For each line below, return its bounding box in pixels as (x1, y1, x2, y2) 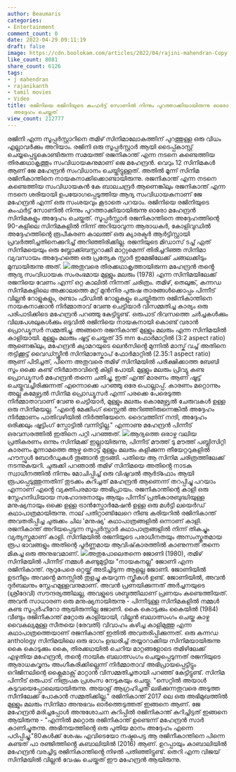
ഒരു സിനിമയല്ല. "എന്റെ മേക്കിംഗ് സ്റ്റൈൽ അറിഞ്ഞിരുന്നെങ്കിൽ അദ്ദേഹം (7, 404, 215, 413)
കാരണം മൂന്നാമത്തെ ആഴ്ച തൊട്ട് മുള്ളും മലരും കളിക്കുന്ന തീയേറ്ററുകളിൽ (7, 445, 211, 454)
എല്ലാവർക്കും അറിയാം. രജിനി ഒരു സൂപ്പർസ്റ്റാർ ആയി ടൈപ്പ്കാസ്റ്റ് (7, 142, 193, 151)
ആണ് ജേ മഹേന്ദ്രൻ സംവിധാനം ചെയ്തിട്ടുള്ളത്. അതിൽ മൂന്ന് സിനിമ (7, 166, 199, 175)
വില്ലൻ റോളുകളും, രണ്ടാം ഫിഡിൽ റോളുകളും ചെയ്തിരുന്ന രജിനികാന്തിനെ (7, 294, 213, 302)
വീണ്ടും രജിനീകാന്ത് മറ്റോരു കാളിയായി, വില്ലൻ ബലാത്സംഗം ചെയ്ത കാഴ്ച (7, 612, 209, 621)
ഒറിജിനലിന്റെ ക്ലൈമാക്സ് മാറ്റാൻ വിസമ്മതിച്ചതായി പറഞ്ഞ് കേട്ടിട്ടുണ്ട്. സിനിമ (7, 668, 225, 676)
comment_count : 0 (7, 30, 58, 37)
